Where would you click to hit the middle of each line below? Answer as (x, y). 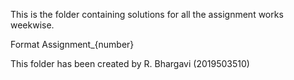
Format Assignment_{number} (72, 44)
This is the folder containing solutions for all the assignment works (147, 14)
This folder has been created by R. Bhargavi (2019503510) (130, 63)
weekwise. (32, 25)
